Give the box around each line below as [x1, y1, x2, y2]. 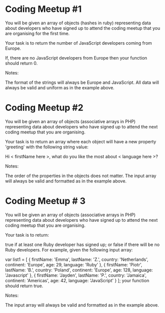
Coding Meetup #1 [5, 3, 82, 15]
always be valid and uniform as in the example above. [5, 84, 115, 90]
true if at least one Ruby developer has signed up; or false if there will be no [5, 242, 160, 248]
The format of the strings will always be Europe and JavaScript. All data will [5, 79, 160, 85]
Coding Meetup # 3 [5, 195, 86, 207]
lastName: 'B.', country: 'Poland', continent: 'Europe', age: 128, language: [5, 267, 153, 273]
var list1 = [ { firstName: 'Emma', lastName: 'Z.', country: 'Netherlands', [5, 256, 149, 262]
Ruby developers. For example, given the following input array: [5, 247, 133, 252]
